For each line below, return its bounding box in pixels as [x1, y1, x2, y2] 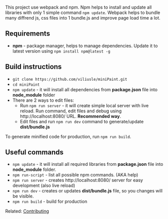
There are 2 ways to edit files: [12, 97, 74, 103]
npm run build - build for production [12, 198, 88, 204]
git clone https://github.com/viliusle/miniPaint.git [12, 77, 127, 82]
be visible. [12, 193, 34, 199]
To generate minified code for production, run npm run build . [5, 133, 131, 139]
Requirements [5, 30, 50, 38]
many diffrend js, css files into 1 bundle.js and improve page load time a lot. [5, 15, 160, 21]
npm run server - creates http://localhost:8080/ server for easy [12, 177, 143, 183]
